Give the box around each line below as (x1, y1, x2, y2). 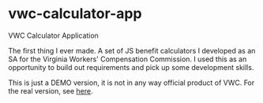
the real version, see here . (8, 86, 93, 95)
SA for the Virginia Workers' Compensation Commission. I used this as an (8, 54, 247, 64)
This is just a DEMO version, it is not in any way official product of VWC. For (8, 78, 255, 87)
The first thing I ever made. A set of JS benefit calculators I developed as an (8, 46, 256, 55)
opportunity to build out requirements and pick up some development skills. (8, 62, 254, 72)
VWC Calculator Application (8, 31, 99, 40)
